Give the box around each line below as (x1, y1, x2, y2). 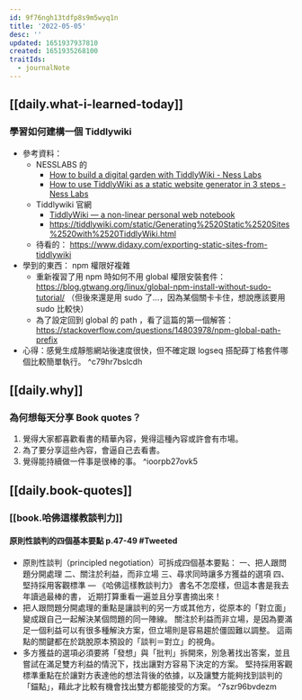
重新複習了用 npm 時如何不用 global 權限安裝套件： (35, 271, 226, 282)
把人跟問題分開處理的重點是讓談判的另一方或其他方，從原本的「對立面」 (22, 602, 290, 613)
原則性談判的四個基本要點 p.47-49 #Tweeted (9, 535, 178, 546)
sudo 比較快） (35, 303, 89, 314)
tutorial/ (35, 292, 66, 303)
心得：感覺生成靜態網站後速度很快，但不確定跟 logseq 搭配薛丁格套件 (22, 344, 281, 356)
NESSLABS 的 (35, 159, 88, 169)
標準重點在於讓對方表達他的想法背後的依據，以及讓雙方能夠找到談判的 (22, 669, 283, 680)
